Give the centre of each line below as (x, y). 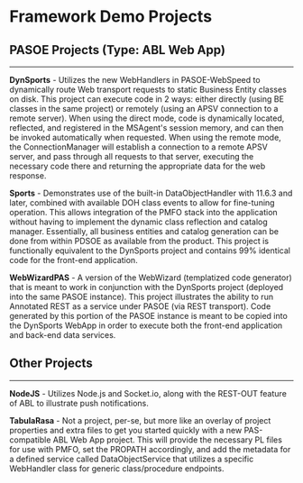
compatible (30, 440)
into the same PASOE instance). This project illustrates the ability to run (141, 296)
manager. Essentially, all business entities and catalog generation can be (144, 231)
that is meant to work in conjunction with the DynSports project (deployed (147, 287)
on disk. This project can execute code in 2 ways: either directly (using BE (147, 99)
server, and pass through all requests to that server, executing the (132, 156)
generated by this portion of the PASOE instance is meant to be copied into (149, 316)
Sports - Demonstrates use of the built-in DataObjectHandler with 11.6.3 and (151, 193)
